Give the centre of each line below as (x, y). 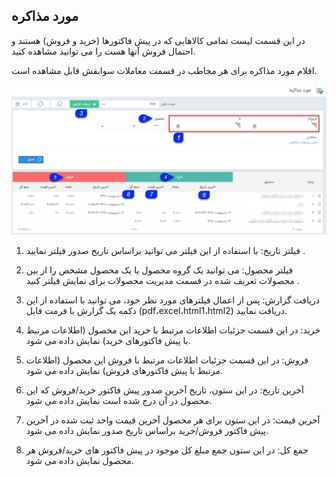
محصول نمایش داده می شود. (79, 460)
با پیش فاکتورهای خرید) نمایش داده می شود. (108, 340)
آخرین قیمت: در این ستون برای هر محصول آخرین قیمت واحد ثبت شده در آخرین (173, 420)
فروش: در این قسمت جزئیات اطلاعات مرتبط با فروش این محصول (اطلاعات (167, 360)
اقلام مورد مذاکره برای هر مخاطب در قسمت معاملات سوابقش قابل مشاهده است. (164, 70)
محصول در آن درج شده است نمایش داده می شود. (119, 400)
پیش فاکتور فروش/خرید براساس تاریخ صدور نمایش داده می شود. (147, 430)
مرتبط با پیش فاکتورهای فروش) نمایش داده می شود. (124, 370)
